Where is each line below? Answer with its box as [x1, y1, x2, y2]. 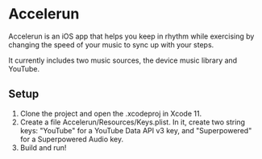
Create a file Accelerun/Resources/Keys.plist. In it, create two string [19, 117, 246, 127]
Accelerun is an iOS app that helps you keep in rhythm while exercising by [8, 31, 255, 41]
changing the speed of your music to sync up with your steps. [8, 39, 214, 49]
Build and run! [19, 142, 67, 153]
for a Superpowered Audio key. [19, 134, 124, 144]
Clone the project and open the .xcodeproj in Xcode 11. [19, 108, 202, 118]
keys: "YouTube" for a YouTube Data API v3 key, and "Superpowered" [19, 125, 252, 135]
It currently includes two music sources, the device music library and [8, 55, 238, 65]
